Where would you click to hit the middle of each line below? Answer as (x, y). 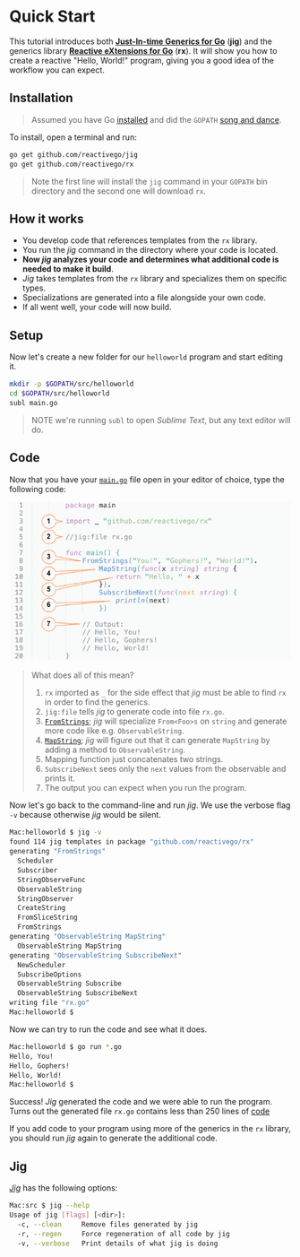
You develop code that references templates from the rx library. (140, 240)
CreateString (42, 908)
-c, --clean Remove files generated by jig (108, 1224)
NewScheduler (42, 965)
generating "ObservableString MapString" (88, 937)
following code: (38, 489)
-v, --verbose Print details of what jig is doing (118, 1244)
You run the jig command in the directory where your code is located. (150, 250)
